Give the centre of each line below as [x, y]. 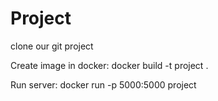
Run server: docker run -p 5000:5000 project [103, 84]
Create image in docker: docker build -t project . [109, 65]
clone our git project [52, 46]
